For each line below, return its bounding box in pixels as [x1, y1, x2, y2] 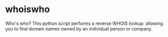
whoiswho [5, 4, 50, 15]
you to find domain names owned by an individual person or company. [5, 25, 152, 31]
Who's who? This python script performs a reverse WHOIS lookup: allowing [5, 20, 163, 26]
